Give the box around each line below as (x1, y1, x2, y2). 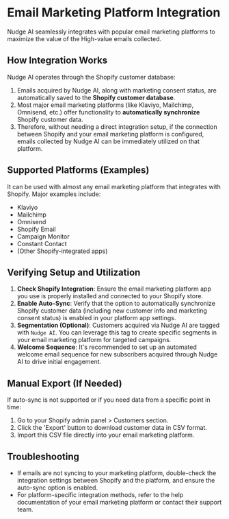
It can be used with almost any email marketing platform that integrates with (7, 182, 221, 191)
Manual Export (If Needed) (7, 377, 122, 389)
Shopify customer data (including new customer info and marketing (16, 306, 207, 315)
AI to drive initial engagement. (16, 358, 102, 366)
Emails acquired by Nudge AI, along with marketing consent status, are (16, 86, 217, 94)
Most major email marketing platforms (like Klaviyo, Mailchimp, (16, 101, 193, 109)
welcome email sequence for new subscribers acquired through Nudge (16, 350, 218, 359)
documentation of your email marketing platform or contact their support (16, 498, 222, 506)
